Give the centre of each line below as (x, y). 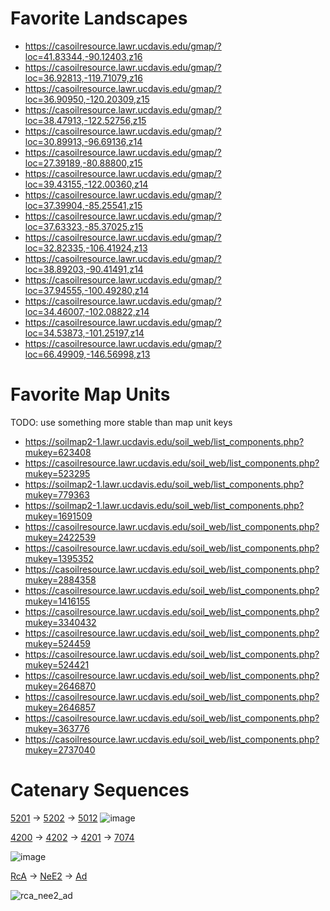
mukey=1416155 (57, 601)
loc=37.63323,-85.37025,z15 (84, 226)
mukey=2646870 (60, 686)
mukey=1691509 (58, 516)
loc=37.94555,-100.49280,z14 (87, 290)
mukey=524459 (57, 643)
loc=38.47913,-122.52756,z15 (85, 120)
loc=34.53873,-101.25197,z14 (84, 333)
